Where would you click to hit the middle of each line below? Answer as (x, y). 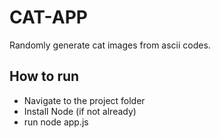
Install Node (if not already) (80, 111)
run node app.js (56, 122)
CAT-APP (48, 17)
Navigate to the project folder (84, 100)
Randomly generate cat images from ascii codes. (110, 45)
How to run (44, 76)
